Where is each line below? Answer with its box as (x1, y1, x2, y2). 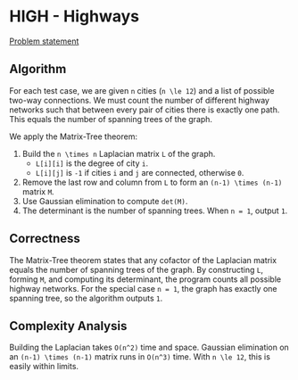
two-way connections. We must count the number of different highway (9, 95, 270, 105)
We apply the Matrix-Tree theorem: (9, 131, 138, 142)
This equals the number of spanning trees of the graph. (9, 113, 212, 124)
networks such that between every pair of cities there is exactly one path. (9, 104, 280, 115)
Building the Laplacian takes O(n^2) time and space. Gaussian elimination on (9, 342, 290, 353)
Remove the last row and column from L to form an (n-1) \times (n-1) (21, 177, 283, 187)
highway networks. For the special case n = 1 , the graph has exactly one (9, 283, 277, 293)
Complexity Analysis (9, 318, 128, 334)
